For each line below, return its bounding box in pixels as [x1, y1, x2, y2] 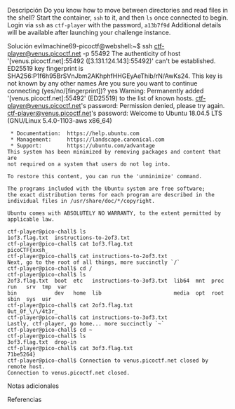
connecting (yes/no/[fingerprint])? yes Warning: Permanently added [7, 87, 204, 95]
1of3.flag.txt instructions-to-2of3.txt [7, 234, 130, 241]
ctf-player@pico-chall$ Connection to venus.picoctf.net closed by [7, 357, 209, 364]
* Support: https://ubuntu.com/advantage [10, 142, 156, 149]
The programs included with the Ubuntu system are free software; [7, 185, 206, 192]
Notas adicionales [7, 382, 60, 390]
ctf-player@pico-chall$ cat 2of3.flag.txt [7, 302, 133, 309]
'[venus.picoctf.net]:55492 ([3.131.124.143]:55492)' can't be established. [7, 57, 216, 65]
